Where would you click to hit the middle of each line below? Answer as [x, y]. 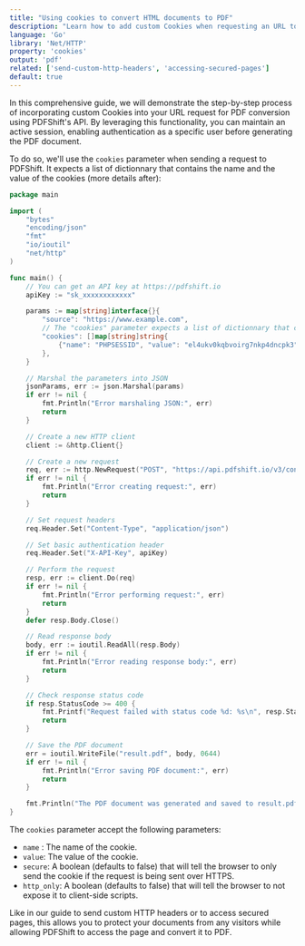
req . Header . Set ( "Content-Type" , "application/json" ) [128, 528]
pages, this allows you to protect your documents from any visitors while [145, 922]
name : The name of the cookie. [80, 847]
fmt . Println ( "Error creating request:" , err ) [130, 487]
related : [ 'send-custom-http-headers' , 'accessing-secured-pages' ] [140, 69]
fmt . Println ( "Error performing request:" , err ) [133, 595]
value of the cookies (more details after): [85, 178]
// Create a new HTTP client [81, 436]
